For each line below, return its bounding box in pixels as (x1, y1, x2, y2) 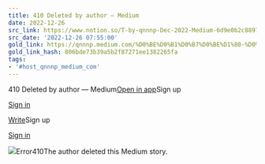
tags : (8, 56, 26, 64)
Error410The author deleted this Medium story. (16, 147, 168, 156)
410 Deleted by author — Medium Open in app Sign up (8, 84, 181, 94)
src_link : (8, 26, 41, 34)
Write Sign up (8, 115, 50, 125)
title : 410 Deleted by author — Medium (8, 11, 140, 20)
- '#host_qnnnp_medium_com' (8, 63, 101, 71)
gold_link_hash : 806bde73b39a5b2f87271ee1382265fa (8, 48, 178, 56)
